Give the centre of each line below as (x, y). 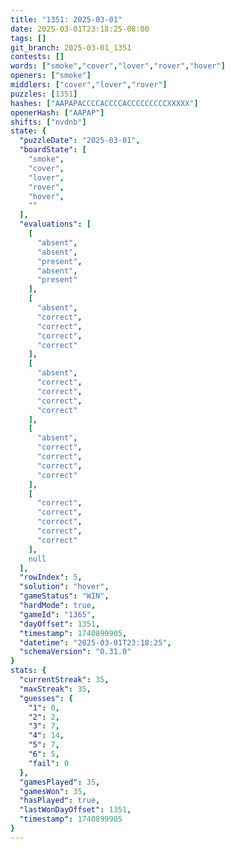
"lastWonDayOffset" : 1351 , (75, 810)
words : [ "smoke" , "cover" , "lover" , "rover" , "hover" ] (118, 66)
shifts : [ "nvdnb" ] (48, 122)
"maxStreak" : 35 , (55, 689)
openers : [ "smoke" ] (51, 76)
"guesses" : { (46, 698)
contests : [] (37, 57)
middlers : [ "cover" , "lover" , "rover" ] (89, 85)
